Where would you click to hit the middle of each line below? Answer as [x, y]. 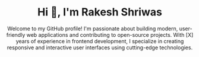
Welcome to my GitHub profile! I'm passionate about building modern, [93, 28]
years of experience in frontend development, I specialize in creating [100, 41]
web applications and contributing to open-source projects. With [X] [110, 34]
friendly [16, 34]
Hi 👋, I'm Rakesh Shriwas [100, 12]
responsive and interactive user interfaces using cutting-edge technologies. [100, 47]
